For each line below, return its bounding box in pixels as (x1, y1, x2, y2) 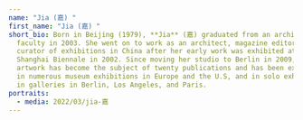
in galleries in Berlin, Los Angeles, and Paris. (16, 80, 207, 89)
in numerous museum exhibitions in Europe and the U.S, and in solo (16, 72, 280, 81)
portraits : (8, 88, 50, 97)
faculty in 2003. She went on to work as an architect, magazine (16, 38, 269, 48)
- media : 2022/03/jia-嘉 (16, 97, 109, 106)
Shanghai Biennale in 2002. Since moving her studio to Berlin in (16, 55, 272, 64)
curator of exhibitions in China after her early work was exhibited (16, 47, 284, 56)
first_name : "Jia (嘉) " (8, 22, 101, 31)
